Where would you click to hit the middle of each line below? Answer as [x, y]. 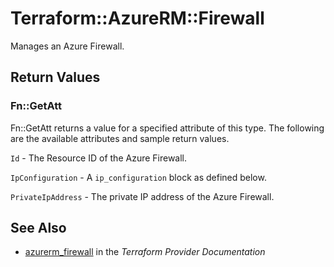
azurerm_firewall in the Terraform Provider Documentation [145, 252]
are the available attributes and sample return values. [120, 138]
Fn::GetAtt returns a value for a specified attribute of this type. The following [167, 128]
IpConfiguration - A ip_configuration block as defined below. [138, 177]
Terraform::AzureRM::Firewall [137, 18]
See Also [38, 228]
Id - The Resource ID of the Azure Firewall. [99, 158]
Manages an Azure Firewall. [67, 46]
